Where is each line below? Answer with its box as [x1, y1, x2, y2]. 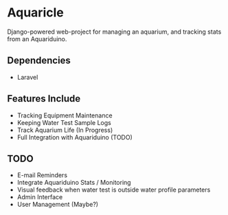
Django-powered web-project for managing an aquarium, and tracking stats [7, 27, 222, 36]
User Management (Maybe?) [16, 201, 98, 209]
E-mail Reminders [16, 171, 67, 179]
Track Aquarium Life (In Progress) [16, 126, 113, 134]
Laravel [16, 73, 38, 81]
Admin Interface [16, 193, 63, 201]
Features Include [7, 93, 81, 104]
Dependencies [7, 55, 71, 67]
